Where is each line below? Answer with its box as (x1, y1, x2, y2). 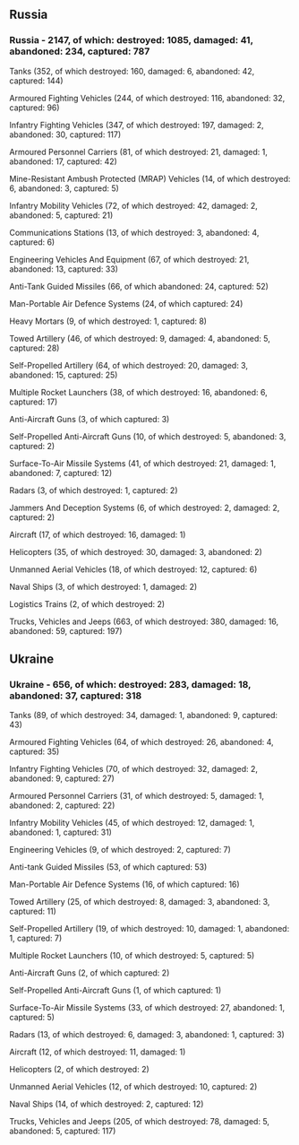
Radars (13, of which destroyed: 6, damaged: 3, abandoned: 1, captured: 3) (9, 1029, 285, 1040)
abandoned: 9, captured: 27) (9, 773, 115, 784)
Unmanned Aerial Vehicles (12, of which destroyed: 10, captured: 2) (9, 1081, 258, 1092)
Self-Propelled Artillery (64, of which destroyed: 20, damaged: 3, (9, 360, 249, 370)
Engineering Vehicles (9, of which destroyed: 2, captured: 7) (9, 845, 231, 855)
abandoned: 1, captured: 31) (9, 827, 112, 837)
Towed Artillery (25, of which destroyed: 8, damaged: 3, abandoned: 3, (9, 897, 270, 907)
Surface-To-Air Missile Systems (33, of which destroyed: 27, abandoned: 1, (9, 1002, 286, 1013)
